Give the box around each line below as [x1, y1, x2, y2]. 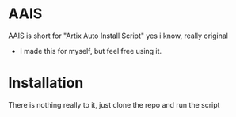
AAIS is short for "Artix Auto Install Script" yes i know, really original [8, 31, 228, 40]
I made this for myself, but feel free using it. [19, 46, 162, 55]
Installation [8, 74, 84, 92]
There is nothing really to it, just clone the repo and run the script [8, 100, 220, 109]
